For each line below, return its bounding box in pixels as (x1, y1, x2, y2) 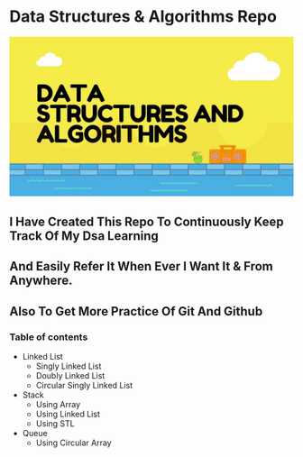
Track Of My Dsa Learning (9, 228, 160, 243)
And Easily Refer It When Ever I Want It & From (9, 259, 273, 274)
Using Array (35, 398, 81, 409)
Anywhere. (9, 273, 74, 288)
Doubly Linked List (35, 370, 106, 380)
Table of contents (9, 331, 88, 343)
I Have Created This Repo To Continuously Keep (9, 214, 284, 229)
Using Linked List (35, 408, 101, 419)
